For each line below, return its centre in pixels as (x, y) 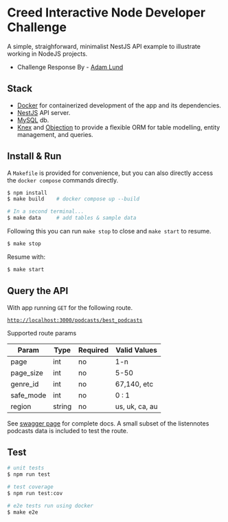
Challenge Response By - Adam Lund (70, 67)
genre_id (25, 384)
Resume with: (26, 257)
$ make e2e (23, 512)
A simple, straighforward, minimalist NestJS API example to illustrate (104, 46)
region (21, 406)
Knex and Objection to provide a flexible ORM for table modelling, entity (118, 127)
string (62, 406)
